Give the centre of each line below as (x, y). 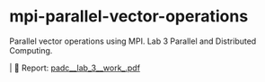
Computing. (31, 50)
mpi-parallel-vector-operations (129, 16)
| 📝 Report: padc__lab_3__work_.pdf (75, 68)
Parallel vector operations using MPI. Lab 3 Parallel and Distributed (133, 41)
